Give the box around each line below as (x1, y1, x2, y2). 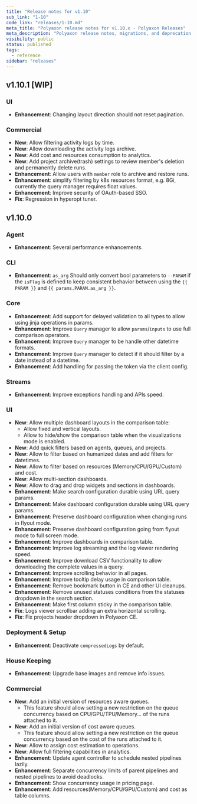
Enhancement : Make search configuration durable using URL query (14, 488, 180, 495)
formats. (14, 344, 35, 351)
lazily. (14, 761, 29, 768)
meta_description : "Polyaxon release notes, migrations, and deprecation (6, 31, 192, 37)
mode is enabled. (23, 438, 66, 445)
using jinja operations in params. (14, 319, 94, 326)
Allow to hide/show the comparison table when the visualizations (23, 432, 182, 439)
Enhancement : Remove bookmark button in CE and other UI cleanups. (14, 582, 186, 589)
